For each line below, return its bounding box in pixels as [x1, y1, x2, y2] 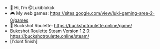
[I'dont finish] [9, 39, 38, 44]
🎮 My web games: [9, 10, 49, 16]
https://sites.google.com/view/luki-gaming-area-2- [49, 10, 155, 16]
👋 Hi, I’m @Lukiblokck [9, 5, 55, 10]
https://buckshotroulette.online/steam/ [9, 33, 90, 39]
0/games [9, 17, 28, 23]
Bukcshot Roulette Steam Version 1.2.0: [9, 28, 91, 34]
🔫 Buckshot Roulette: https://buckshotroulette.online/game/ [9, 23, 132, 28]
